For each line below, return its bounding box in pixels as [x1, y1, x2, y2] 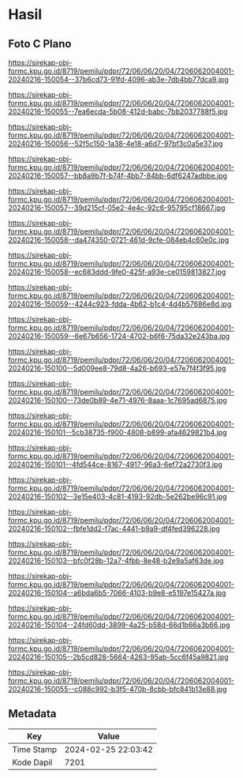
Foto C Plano [8, 37, 72, 51]
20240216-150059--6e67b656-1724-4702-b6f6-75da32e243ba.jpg [8, 332, 230, 340]
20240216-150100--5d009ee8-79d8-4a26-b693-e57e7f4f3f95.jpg [8, 363, 226, 373]
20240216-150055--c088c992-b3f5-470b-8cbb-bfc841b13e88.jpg [8, 685, 227, 693]
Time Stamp [12, 744, 58, 755]
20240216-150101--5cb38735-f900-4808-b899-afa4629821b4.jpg [8, 428, 227, 437]
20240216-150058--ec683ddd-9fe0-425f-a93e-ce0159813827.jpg [8, 267, 226, 276]
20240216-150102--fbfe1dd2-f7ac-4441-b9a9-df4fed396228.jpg [8, 524, 221, 533]
